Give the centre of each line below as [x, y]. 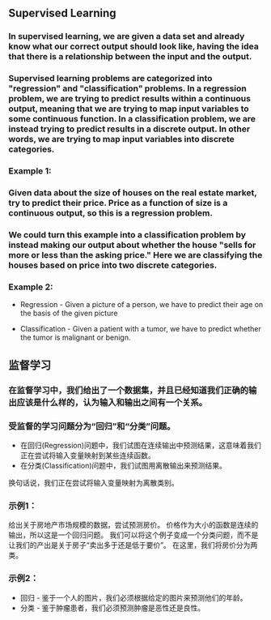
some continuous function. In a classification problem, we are [132, 119]
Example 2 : [31, 287]
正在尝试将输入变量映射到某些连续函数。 [87, 455]
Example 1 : [30, 171]
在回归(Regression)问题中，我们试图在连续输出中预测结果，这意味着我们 [140, 445]
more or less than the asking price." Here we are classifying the [135, 255]
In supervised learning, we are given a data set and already [127, 36]
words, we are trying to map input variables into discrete [121, 139]
